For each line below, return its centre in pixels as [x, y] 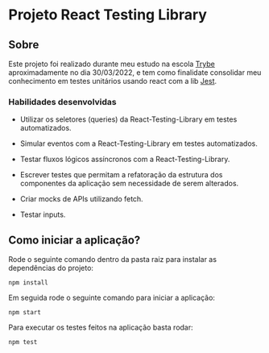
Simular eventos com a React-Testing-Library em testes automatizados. [139, 143]
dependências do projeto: [51, 268]
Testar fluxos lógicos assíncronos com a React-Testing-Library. [125, 160]
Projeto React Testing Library [108, 15]
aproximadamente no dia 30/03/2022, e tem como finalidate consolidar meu [135, 73]
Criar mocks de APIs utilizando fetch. [81, 199]
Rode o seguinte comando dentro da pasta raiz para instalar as [113, 260]
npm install [28, 283]
